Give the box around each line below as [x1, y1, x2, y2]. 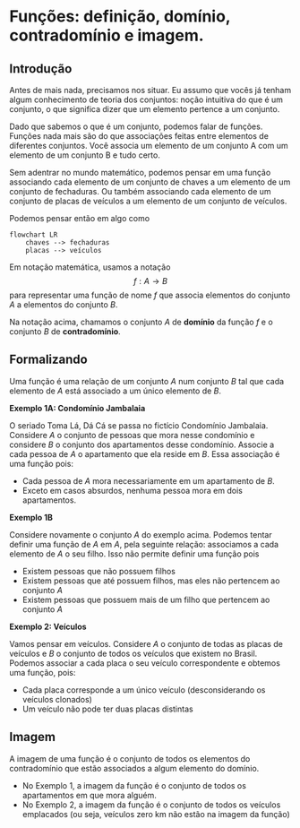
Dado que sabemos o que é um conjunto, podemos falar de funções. [9, 121, 263, 132]
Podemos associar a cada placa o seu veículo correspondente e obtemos [9, 657, 280, 668]
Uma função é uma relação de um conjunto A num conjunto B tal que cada [9, 375, 285, 386]
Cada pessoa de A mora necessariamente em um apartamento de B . [21, 475, 275, 486]
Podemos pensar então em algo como [9, 213, 150, 223]
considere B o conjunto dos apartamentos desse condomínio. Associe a [9, 439, 275, 450]
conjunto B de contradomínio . [9, 326, 121, 337]
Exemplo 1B [9, 512, 54, 522]
